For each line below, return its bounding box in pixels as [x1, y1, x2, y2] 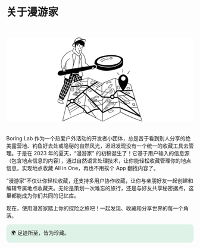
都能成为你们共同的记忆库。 [11, 192, 79, 199]
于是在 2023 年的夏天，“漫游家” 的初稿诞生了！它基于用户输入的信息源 [16, 150, 190, 157]
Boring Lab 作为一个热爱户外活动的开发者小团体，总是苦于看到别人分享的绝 [6, 135, 191, 142]
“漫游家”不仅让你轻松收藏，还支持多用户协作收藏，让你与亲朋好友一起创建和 [6, 177, 193, 184]
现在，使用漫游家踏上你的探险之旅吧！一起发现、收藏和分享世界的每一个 [6, 205, 183, 212]
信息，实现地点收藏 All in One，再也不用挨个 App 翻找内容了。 [6, 165, 159, 172]
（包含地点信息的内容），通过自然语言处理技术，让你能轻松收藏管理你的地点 [6, 157, 192, 164]
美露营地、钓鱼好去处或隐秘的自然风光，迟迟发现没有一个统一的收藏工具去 [6, 142, 189, 149]
